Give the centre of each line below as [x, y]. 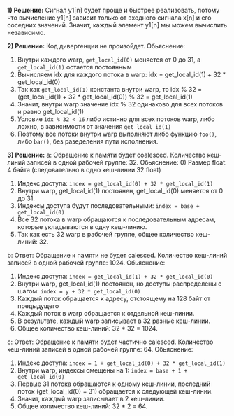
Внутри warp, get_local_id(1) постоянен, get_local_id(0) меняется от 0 [120, 191]
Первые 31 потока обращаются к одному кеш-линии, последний [114, 384]
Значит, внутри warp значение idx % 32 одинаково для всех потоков [120, 104]
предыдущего [38, 306]
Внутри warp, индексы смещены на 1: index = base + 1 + [102, 370]
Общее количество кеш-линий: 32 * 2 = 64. [82, 406]
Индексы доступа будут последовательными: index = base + [108, 206]
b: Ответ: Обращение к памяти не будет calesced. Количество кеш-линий [117, 255]
